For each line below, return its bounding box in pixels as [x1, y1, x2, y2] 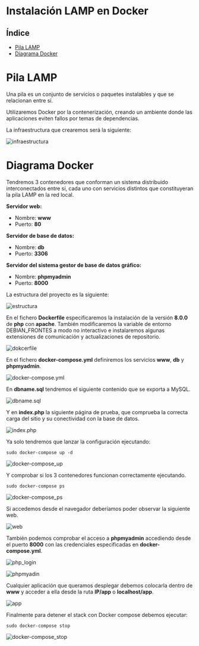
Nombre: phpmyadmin [14, 273, 71, 280]
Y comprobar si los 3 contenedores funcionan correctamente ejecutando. [6, 471, 186, 479]
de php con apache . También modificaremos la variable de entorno [6, 320, 172, 327]
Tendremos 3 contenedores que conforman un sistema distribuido [6, 178, 168, 185]
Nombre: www [14, 214, 52, 221]
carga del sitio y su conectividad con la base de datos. [6, 415, 140, 422]
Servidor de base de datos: [6, 232, 74, 239]
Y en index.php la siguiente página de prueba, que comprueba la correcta [6, 408, 188, 415]
